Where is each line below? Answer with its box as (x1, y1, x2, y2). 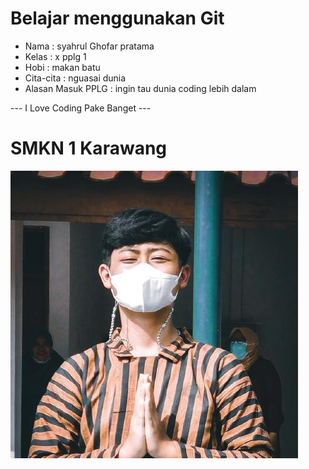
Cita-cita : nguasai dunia (24, 72, 127, 84)
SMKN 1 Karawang (10, 137, 168, 160)
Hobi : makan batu (24, 61, 101, 73)
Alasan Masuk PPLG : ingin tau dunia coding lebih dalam (24, 82, 257, 94)
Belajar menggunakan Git (10, 7, 225, 30)
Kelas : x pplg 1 (24, 50, 87, 62)
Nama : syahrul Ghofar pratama (24, 40, 155, 52)
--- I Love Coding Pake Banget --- (10, 102, 152, 114)
